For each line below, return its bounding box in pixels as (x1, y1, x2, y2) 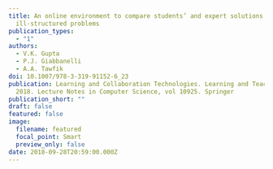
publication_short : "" (8, 95, 85, 103)
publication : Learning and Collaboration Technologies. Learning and (8, 80, 249, 88)
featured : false (8, 110, 63, 119)
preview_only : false (15, 140, 85, 149)
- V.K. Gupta (15, 50, 60, 58)
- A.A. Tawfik (15, 65, 63, 73)
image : (8, 118, 31, 126)
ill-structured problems (15, 19, 100, 28)
